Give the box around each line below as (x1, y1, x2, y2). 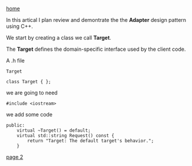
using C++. (6, 23, 34, 30)
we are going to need (6, 89, 58, 96)
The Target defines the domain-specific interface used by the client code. (6, 45, 186, 53)
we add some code (6, 111, 53, 118)
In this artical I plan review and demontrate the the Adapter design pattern (6, 17, 187, 23)
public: (6, 122, 25, 128)
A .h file (6, 57, 25, 64)
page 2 (6, 154, 24, 160)
